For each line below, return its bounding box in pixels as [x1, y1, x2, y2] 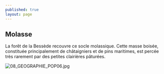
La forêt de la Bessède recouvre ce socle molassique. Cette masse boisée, [5, 43, 159, 49]
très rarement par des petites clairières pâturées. [5, 54, 106, 60]
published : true [5, 7, 39, 12]
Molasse [5, 30, 32, 38]
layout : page [5, 12, 32, 17]
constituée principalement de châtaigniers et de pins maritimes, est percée [5, 48, 159, 54]
